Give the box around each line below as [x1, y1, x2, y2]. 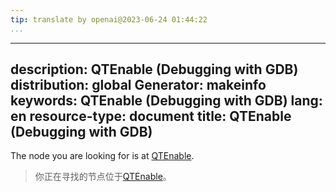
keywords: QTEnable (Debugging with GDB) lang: [10, 92, 323, 110]
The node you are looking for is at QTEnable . [10, 150, 195, 162]
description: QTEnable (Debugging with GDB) [10, 61, 299, 78]
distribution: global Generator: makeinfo [10, 77, 267, 94]
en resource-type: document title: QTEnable [10, 108, 292, 125]
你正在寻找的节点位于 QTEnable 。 [34, 171, 172, 183]
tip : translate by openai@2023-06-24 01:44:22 [10, 14, 208, 25]
